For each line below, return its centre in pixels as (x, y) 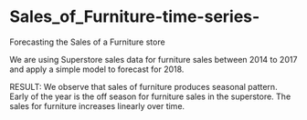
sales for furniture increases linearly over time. (97, 105)
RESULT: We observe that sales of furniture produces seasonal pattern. (143, 86)
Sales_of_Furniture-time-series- (135, 17)
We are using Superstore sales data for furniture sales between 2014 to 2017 (153, 59)
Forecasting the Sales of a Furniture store (88, 42)
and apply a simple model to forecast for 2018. (97, 69)
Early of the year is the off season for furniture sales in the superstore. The (150, 96)
